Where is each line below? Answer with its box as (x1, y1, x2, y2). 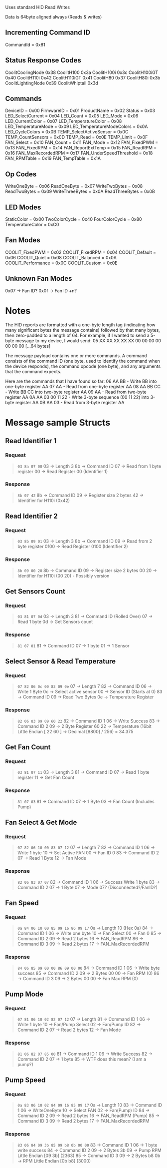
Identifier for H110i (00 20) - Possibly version (17, 573, 110, 579)
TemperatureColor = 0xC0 (5, 222, 59, 228)
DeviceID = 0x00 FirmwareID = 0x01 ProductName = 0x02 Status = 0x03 (5, 107, 156, 114)
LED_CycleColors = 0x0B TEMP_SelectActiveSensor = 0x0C (5, 129, 129, 135)
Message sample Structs (5, 417, 111, 428)
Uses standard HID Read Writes (5, 4, 70, 10)
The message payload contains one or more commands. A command (5, 352, 147, 359)
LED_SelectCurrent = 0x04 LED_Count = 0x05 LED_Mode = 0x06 (5, 113, 139, 119)
